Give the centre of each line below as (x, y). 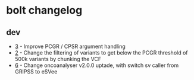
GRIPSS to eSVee (36, 71)
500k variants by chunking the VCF (58, 59)
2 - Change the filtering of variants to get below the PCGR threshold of (101, 53)
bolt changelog (44, 10)
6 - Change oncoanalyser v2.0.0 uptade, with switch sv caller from (97, 65)
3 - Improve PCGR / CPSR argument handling (70, 46)
